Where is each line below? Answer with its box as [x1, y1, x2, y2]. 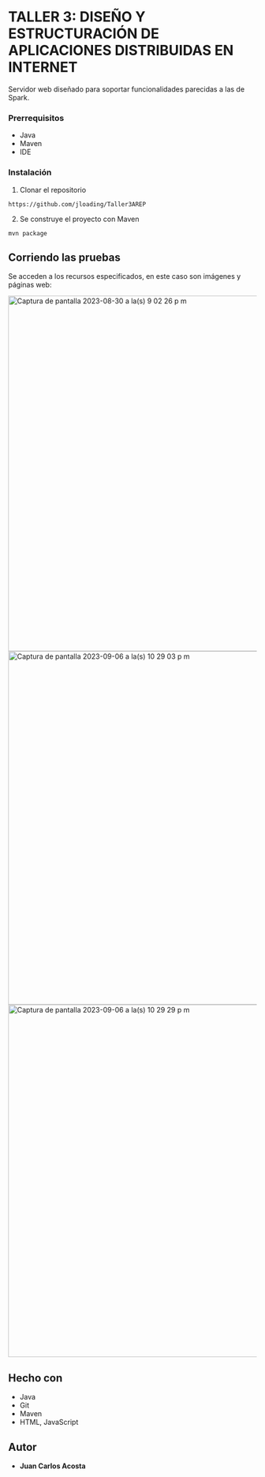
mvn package [8, 229, 47, 237]
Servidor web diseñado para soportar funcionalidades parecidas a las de [8, 84, 245, 94]
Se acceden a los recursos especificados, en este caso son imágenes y [8, 272, 241, 281]
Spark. [8, 92, 30, 102]
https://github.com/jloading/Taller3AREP [8, 200, 147, 209]
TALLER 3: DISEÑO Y [8, 8, 146, 26]
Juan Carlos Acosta [19, 1461, 86, 1471]
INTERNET [8, 58, 78, 77]
